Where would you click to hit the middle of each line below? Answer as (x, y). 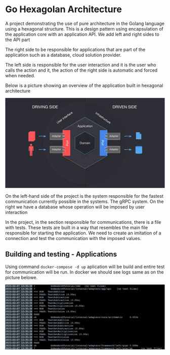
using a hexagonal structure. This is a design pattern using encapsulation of (84, 28)
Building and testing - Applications (61, 255)
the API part (18, 40)
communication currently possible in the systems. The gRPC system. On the (84, 201)
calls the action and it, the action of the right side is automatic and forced (81, 70)
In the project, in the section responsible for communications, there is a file (83, 222)
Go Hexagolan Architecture (64, 9)
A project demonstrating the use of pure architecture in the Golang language (85, 23)
